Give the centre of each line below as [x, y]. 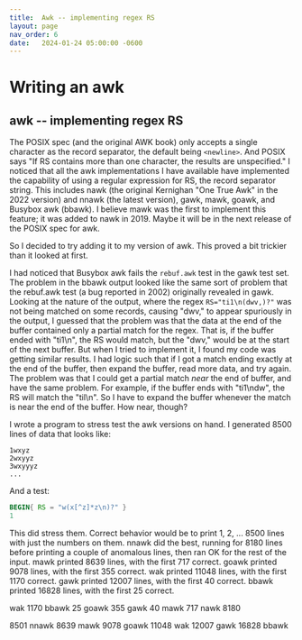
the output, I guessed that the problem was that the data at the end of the [146, 321]
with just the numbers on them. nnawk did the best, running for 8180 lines [146, 543]
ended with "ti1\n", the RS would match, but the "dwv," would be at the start [150, 340]
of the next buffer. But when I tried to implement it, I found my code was [143, 350]
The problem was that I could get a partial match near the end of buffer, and [151, 379]
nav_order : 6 [34, 34]
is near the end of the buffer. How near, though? [98, 407]
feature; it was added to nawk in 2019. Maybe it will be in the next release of [151, 219]
